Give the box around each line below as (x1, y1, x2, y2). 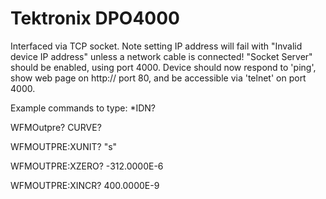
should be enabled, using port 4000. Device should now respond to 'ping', (10, 61, 317, 73)
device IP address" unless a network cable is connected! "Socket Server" (10, 50, 313, 62)
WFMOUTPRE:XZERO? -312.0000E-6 (10, 160, 164, 172)
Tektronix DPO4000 (10, 7, 180, 30)
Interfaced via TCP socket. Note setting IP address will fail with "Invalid (10, 40, 303, 52)
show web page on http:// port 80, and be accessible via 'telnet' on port (10, 72, 307, 84)
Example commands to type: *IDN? (10, 102, 156, 114)
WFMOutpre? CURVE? (10, 121, 102, 133)
